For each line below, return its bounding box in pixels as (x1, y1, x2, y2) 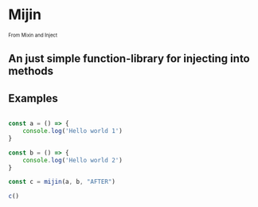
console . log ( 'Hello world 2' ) (22, 156, 123, 164)
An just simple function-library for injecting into (8, 52, 250, 65)
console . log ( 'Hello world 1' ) (22, 127, 123, 135)
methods (8, 64, 54, 78)
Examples (8, 92, 58, 105)
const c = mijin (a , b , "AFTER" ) (8, 178, 115, 186)
